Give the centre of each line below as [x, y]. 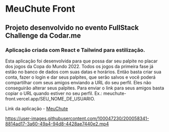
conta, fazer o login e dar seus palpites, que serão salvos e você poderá [80, 77]
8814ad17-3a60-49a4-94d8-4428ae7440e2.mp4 [57, 124]
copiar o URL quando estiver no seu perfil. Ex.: [54, 93]
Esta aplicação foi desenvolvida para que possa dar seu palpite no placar [81, 61]
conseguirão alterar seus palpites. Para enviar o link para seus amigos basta [85, 88]
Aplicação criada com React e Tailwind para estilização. [75, 50]
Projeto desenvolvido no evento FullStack [72, 28]
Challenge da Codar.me [43, 35]
